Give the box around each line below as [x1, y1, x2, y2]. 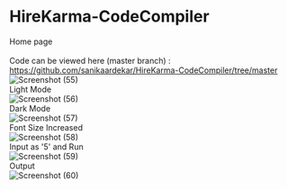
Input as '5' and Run [9, 141, 84, 152]
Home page [9, 36, 53, 47]
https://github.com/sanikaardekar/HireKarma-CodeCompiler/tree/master [9, 65, 278, 76]
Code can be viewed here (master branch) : [9, 55, 171, 66]
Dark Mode [9, 103, 51, 113]
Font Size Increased [9, 121, 84, 132]
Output [9, 160, 35, 171]
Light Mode [9, 84, 52, 94]
